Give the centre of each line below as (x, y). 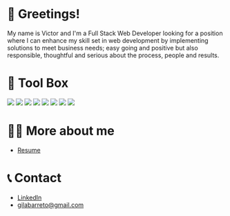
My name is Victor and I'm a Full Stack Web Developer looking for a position (115, 33)
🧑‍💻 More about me (61, 131)
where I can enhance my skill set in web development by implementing (108, 40)
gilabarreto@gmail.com (50, 205)
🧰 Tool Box (38, 83)
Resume (29, 150)
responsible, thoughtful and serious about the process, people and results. (113, 55)
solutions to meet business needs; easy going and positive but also (103, 48)
